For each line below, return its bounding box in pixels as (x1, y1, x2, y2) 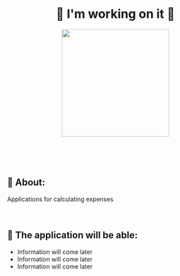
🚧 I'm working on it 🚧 (56, 6, 175, 22)
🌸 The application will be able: (7, 229, 138, 241)
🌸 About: (7, 176, 46, 188)
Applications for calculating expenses (7, 195, 114, 203)
